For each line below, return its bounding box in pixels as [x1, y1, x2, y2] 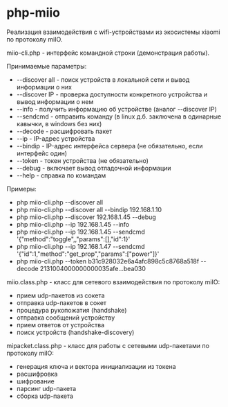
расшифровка [16, 370, 58, 378]
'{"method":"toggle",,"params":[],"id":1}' [16, 234, 131, 243]
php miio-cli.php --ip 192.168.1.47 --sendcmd [16, 242, 146, 250]
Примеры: [6, 184, 37, 193]
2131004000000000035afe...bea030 [39, 264, 146, 272]
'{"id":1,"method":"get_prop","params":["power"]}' [16, 250, 160, 258]
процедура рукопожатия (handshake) [16, 306, 127, 314]
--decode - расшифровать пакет [16, 127, 113, 135]
